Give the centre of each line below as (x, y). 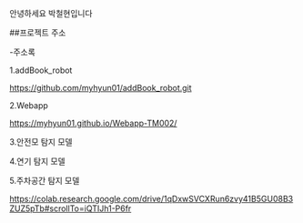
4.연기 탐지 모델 (37, 161)
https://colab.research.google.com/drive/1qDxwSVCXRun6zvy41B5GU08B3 (151, 199)
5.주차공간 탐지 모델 (45, 181)
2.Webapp (29, 106)
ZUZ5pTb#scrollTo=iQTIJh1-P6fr (71, 208)
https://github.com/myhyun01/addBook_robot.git (101, 88)
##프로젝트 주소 (38, 33)
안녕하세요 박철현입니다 (51, 13)
